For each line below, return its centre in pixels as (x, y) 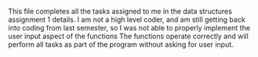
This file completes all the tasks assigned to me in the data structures (120, 11)
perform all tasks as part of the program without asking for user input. (121, 45)
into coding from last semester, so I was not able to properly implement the (129, 28)
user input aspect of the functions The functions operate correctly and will (128, 36)
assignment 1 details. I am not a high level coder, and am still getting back (127, 20)
